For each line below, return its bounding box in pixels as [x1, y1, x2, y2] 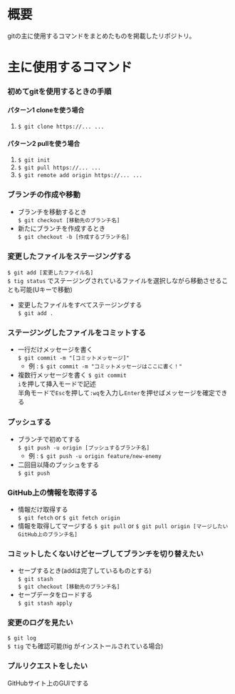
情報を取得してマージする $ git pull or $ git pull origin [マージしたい [17, 521, 229, 530]
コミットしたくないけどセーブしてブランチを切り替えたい [7, 548, 204, 558]
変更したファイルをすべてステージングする [17, 301, 142, 309]
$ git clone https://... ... [17, 123, 105, 131]
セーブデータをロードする [17, 590, 93, 599]
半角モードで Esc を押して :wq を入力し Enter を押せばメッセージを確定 [17, 389, 215, 397]
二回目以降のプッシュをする [17, 460, 100, 469]
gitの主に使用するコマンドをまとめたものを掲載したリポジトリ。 [7, 31, 196, 40]
